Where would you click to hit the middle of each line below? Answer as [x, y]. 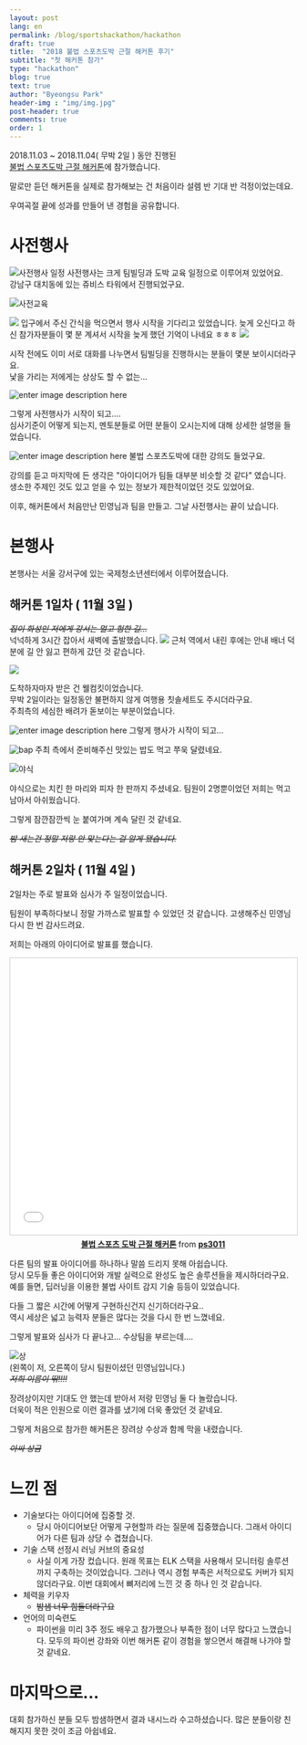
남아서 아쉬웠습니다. [45, 799]
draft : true [32, 43]
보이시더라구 [274, 353]
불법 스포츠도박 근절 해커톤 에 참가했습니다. [85, 167]
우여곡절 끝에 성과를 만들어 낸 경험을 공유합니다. [95, 205]
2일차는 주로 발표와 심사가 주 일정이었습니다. [88, 893]
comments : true [38, 120]
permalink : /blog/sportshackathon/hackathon [95, 35]
